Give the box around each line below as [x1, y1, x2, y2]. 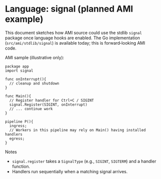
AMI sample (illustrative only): [5, 54, 64, 60]
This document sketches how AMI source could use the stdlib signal [5, 30, 142, 35]
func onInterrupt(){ [5, 77, 47, 81]
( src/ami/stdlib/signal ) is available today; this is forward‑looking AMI [5, 40, 146, 46]
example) [5, 14, 44, 25]
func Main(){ [5, 94, 31, 98]
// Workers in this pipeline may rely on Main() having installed [9, 128, 146, 132]
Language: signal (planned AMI [5, 3, 133, 15]
